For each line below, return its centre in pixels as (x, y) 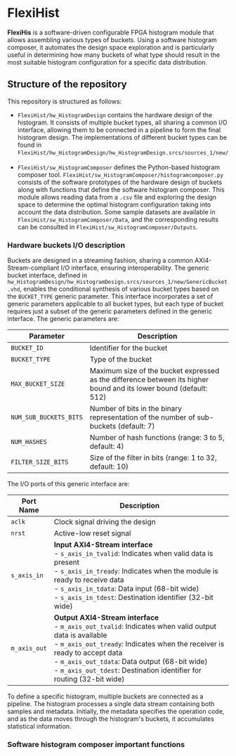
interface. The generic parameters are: (63, 319)
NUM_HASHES (29, 442)
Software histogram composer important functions (96, 744)
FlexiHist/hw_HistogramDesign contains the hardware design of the (115, 115)
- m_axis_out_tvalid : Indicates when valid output (135, 627)
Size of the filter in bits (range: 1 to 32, (153, 458)
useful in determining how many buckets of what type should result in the (113, 55)
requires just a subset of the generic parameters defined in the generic (110, 311)
